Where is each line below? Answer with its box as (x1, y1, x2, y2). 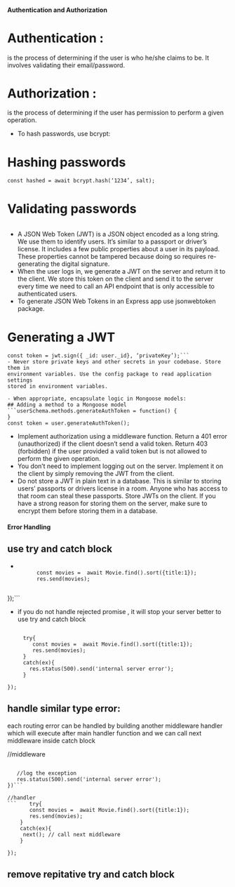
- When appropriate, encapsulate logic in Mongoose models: (7, 395, 187, 403)
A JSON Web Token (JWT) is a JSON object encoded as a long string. (17, 230, 220, 239)
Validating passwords (7, 201, 137, 217)
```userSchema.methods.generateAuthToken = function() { (7, 408, 177, 415)
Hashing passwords (7, 154, 126, 170)
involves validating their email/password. (7, 60, 125, 69)
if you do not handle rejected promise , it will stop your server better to (17, 607, 222, 615)
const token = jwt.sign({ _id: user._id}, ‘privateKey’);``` (7, 352, 190, 359)
